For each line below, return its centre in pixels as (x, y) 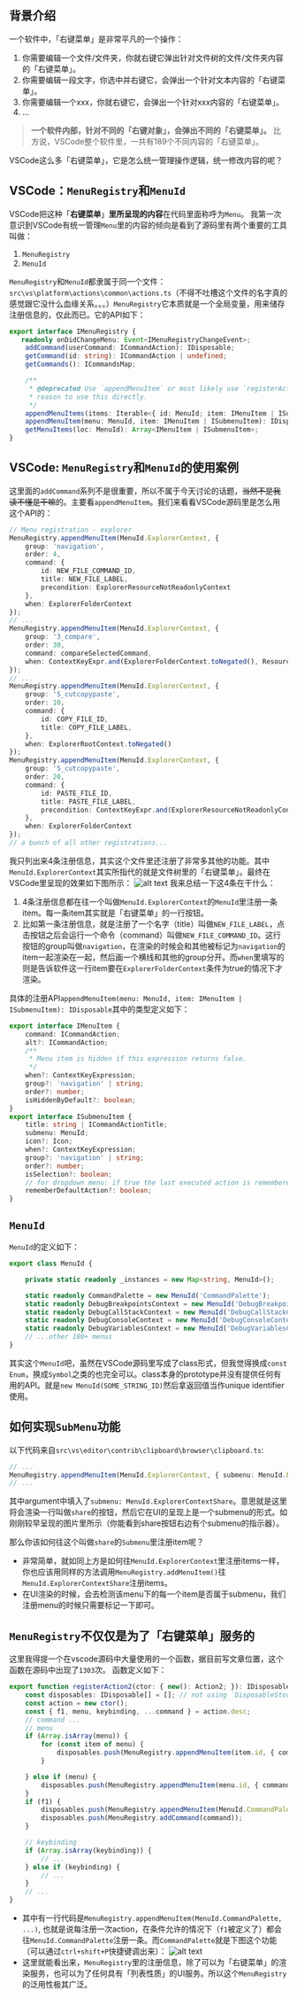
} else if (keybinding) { (73, 1867)
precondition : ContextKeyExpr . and (104, 810)
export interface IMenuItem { (65, 1026)
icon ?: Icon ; (49, 1141)
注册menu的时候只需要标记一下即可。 (90, 1605)
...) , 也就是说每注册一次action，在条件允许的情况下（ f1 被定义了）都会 (152, 1929)
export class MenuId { (51, 1263)
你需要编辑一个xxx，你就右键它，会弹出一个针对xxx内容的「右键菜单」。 (153, 102)
